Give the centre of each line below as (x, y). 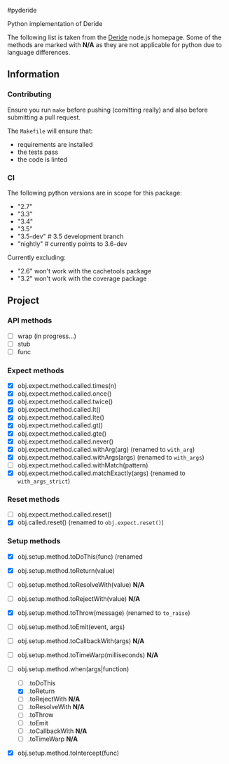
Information (34, 74)
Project (23, 300)
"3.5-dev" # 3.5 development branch (70, 236)
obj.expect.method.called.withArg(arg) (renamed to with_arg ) (106, 449)
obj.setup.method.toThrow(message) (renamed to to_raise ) (104, 613)
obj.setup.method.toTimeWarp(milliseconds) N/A (88, 655)
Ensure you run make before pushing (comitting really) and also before (107, 110)
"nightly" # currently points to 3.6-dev (72, 244)
